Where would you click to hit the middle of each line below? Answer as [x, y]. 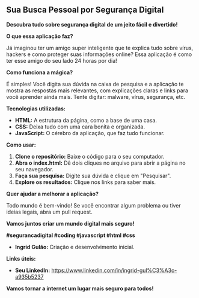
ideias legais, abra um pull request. [50, 212]
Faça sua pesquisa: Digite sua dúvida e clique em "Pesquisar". [93, 176]
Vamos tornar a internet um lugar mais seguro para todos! [80, 288]
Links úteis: [21, 258]
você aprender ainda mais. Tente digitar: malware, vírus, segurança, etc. [96, 97]
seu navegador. [34, 169]
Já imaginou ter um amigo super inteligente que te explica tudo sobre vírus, [100, 48]
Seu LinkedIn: [32, 270]
